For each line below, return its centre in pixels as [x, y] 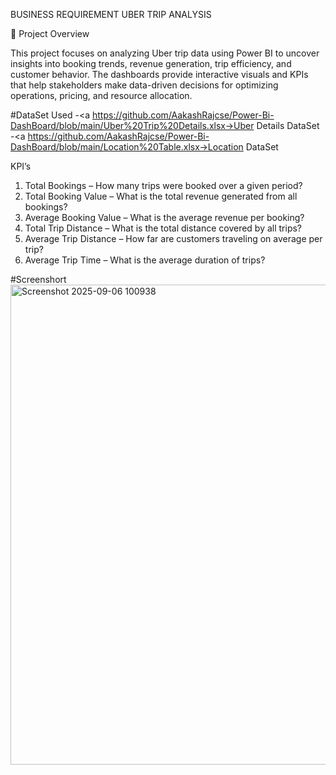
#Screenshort [38, 279]
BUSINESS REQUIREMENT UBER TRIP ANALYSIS [111, 14]
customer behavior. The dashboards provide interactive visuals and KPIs [159, 74]
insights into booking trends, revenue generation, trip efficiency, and [151, 63]
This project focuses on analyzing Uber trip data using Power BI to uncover [165, 53]
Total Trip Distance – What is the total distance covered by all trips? [163, 228]
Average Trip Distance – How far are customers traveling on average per [173, 238]
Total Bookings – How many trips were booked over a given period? [163, 185]
